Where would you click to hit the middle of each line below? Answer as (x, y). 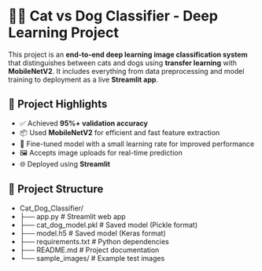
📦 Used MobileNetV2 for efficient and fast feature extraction (120, 132)
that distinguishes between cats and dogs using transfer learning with (123, 63)
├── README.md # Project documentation (89, 250)
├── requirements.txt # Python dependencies (94, 241)
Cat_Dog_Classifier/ (52, 208)
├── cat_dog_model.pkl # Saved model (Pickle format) (109, 225)
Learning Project (64, 33)
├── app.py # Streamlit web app (72, 216)
